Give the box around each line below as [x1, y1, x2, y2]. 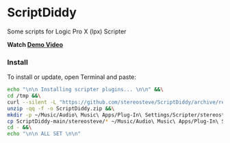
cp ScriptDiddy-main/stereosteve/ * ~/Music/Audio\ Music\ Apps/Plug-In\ [7, 118, 219, 125]
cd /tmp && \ [7, 93, 41, 99]
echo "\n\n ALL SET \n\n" [7, 131, 81, 138]
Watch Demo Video [7, 40, 64, 48]
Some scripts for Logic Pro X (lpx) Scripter [7, 27, 127, 35]
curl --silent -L [7, 99, 57, 106]
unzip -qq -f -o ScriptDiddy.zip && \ [7, 105, 115, 112]
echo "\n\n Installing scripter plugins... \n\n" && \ [7, 86, 164, 93]
